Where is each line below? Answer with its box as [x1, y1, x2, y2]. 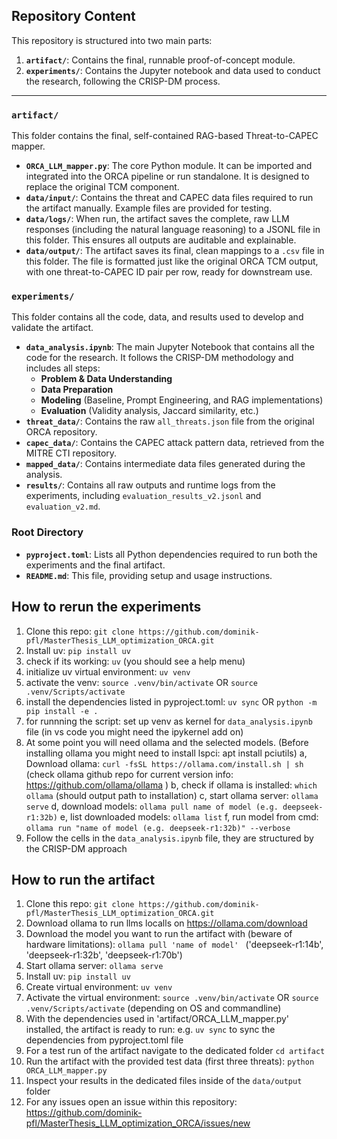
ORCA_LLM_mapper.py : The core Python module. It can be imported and [25, 160, 313, 172]
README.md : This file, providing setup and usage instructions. [25, 569, 273, 581]
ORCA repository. [25, 426, 98, 438]
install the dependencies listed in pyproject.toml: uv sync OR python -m [25, 695, 318, 708]
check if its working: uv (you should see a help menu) [25, 655, 246, 667]
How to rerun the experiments [11, 599, 202, 616]
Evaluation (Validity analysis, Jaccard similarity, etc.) [40, 405, 259, 417]
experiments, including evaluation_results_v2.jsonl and [25, 490, 262, 502]
